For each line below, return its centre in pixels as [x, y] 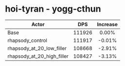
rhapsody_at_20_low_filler [37, 48]
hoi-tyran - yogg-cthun [53, 9]
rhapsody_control [27, 40]
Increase [107, 24]
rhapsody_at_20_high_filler [38, 56]
